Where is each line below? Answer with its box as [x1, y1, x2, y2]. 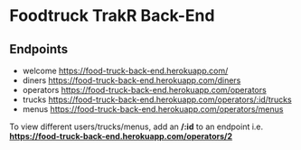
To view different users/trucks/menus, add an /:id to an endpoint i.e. [9, 121, 264, 132]
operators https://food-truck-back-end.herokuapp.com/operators [22, 85, 267, 95]
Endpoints [9, 42, 69, 57]
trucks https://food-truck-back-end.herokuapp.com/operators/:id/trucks [22, 94, 292, 105]
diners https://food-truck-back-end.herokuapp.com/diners [22, 75, 241, 86]
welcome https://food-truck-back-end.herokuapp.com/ [22, 65, 229, 76]
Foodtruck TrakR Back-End [9, 5, 215, 26]
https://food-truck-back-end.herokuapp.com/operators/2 [9, 131, 233, 141]
